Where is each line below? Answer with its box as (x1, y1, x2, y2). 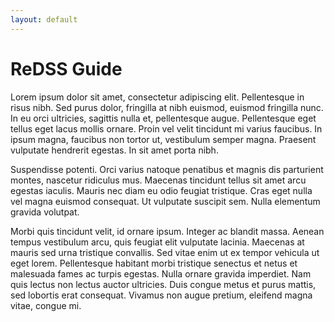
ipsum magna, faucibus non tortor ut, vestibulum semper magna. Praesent (10, 133, 317, 145)
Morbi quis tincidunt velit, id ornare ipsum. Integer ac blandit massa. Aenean (10, 225, 325, 237)
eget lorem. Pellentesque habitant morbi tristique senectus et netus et (10, 257, 298, 269)
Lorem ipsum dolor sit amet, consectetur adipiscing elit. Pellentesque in (10, 91, 305, 103)
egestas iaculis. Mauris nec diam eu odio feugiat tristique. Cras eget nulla (10, 184, 313, 196)
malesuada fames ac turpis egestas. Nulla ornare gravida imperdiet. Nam (10, 267, 312, 280)
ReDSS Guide (10, 57, 123, 80)
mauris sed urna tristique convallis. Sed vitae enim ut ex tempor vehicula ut (10, 246, 320, 258)
